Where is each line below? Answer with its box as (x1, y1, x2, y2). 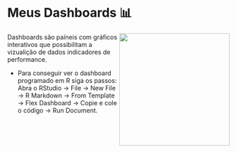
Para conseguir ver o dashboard (17, 69, 111, 77)
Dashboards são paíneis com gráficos (7, 32, 118, 41)
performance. (7, 55, 47, 63)
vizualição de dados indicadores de (7, 48, 111, 56)
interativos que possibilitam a (7, 40, 93, 48)
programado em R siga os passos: (17, 76, 117, 84)
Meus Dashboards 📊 (7, 5, 133, 21)
